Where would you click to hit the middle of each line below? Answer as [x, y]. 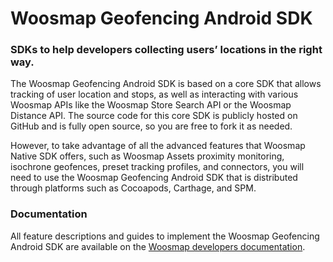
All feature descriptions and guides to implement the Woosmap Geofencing [165, 236]
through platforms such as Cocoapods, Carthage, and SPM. [133, 188]
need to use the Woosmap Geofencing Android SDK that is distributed [154, 178]
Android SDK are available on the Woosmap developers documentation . [158, 246]
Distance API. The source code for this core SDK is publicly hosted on [154, 116]
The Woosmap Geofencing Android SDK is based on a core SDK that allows [166, 84]
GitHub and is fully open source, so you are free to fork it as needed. [151, 126]
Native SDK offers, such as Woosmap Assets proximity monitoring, [147, 156]
